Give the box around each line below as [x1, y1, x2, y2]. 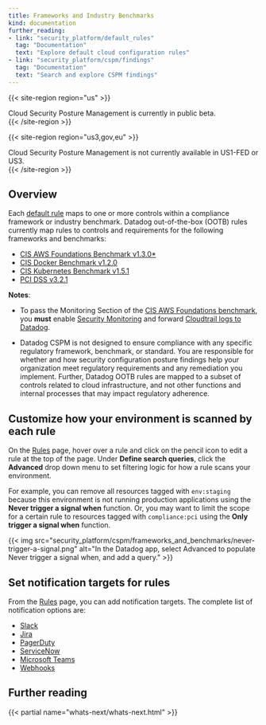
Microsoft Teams [19, 655, 75, 664]
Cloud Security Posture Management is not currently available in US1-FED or [8, 147, 259, 157]
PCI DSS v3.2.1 [19, 275, 68, 284]
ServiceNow [19, 646, 60, 656]
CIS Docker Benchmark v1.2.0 [19, 258, 118, 268]
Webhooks [19, 663, 56, 673]
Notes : [8, 290, 31, 300]
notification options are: [8, 605, 86, 615]
